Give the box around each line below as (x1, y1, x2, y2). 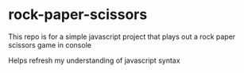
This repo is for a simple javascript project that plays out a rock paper (8, 32, 236, 41)
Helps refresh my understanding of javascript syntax (8, 56, 180, 65)
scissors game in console (8, 40, 91, 49)
